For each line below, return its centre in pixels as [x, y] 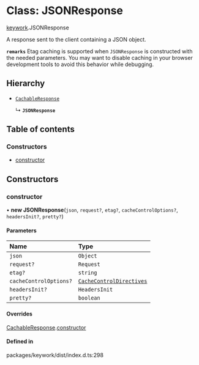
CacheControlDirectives [113, 281]
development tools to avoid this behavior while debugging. [80, 64]
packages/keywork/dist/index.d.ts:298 [55, 355]
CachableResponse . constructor [46, 327]
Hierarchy [26, 83]
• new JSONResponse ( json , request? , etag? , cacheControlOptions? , [92, 210]
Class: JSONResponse [65, 11]
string [88, 273]
